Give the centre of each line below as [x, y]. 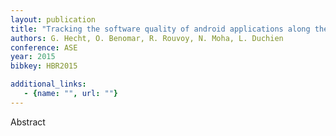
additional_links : [48, 84]
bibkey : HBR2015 [44, 66]
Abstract [28, 122]
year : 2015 [33, 57]
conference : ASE [44, 47]
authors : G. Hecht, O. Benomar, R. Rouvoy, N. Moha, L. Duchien [147, 38]
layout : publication [53, 19]
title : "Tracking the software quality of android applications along [160, 29]
